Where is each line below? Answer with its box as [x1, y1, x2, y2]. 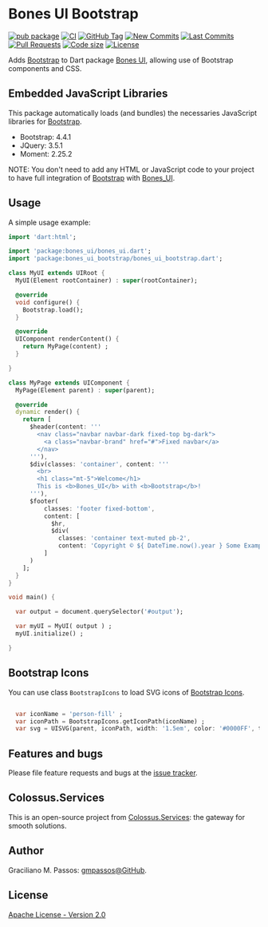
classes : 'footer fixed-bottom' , [43, 504, 156, 512]
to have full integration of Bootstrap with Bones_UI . [8, 173, 175, 182]
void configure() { [15, 298, 81, 306]
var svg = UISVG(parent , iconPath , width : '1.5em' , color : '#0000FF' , [15, 725, 255, 733]
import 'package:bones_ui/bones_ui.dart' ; [8, 247, 152, 256]
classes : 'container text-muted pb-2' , [58, 535, 191, 543]
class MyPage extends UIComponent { [8, 379, 130, 387]
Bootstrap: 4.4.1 [19, 132, 72, 141]
